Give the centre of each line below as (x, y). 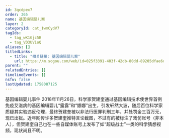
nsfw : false (18, 79)
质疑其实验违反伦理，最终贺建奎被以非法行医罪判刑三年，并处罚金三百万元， (84, 111)
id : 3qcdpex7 (19, 10)
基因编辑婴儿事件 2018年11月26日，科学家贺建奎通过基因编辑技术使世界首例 (84, 99)
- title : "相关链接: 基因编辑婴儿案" (45, 56)
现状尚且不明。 (29, 130)
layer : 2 (14, 24)
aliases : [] (18, 47)
